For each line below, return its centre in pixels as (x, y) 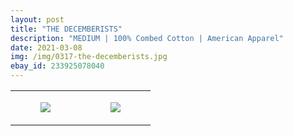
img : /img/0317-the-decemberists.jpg (89, 57)
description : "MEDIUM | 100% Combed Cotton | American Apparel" (147, 38)
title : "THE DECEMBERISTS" (66, 29)
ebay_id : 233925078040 (57, 66)
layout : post (37, 19)
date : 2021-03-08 (46, 47)
